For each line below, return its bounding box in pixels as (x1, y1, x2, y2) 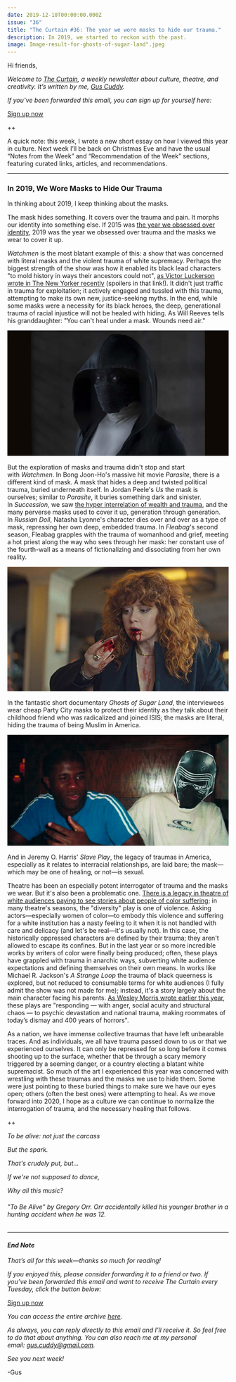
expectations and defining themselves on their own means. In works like (7, 964, 216, 972)
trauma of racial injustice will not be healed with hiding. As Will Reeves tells (7, 309, 225, 318)
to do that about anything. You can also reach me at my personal (7, 1333, 197, 1342)
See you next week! (7, 1355, 65, 1363)
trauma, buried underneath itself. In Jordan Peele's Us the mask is (7, 485, 199, 494)
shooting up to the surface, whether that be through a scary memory (7, 1053, 206, 1061)
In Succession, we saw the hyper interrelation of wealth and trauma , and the (7, 500, 228, 508)
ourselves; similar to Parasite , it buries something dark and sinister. (7, 493, 202, 501)
